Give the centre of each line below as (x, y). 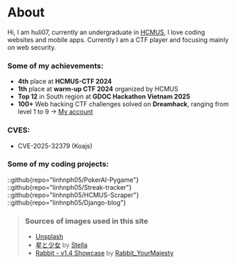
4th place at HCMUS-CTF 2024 (65, 81)
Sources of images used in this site (86, 220)
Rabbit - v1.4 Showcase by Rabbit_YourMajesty (104, 253)
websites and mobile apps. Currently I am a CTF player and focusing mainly (118, 39)
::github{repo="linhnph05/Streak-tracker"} (70, 187)
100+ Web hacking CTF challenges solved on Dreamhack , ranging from (123, 104)
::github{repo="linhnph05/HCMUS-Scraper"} (74, 195)
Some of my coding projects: (58, 164)
